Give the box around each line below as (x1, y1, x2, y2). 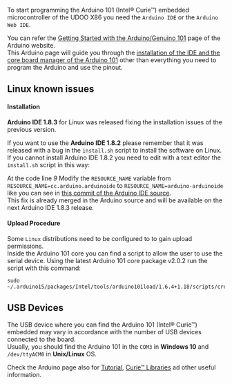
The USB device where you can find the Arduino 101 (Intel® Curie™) (7, 320, 198, 329)
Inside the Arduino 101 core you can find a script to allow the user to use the (7, 249, 223, 258)
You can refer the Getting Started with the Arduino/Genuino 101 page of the (7, 34, 221, 42)
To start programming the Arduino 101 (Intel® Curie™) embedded (7, 6, 190, 14)
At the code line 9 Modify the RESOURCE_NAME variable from (7, 174, 171, 182)
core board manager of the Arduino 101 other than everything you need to (7, 56, 217, 64)
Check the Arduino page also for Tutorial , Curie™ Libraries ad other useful (7, 363, 216, 372)
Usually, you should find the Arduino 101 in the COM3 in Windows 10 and (7, 342, 209, 351)
